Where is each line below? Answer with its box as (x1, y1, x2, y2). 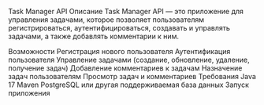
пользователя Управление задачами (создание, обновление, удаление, (8, 55, 250, 64)
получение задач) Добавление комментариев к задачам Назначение (8, 63, 243, 73)
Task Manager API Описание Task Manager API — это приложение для (8, 7, 244, 16)
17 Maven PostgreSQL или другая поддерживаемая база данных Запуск (8, 80, 250, 89)
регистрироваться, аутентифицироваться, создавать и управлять (8, 24, 231, 32)
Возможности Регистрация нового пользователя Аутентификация (8, 47, 231, 56)
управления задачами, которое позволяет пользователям (8, 15, 205, 24)
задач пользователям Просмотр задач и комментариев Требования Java (8, 72, 256, 81)
